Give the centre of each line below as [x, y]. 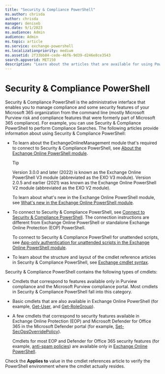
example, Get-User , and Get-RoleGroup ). [53, 306]
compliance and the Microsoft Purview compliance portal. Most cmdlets [85, 287]
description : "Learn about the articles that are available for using [79, 64]
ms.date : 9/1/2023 [24, 28]
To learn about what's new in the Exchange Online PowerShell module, [84, 198]
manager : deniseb [23, 23]
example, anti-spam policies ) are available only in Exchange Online [80, 347]
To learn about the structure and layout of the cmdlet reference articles [84, 257]
